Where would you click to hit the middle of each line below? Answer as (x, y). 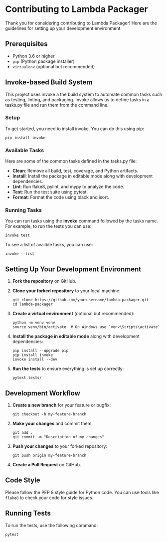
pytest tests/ (27, 378)
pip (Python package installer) (43, 61)
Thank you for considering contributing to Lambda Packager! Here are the (81, 23)
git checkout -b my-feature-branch (49, 414)
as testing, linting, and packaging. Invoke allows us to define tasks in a (77, 99)
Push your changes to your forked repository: (60, 446)
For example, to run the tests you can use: (48, 226)
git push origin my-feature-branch (49, 455)
